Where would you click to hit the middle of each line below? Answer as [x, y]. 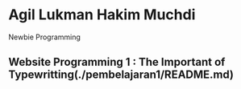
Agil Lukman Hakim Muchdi [102, 15]
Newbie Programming [44, 37]
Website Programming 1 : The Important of [117, 62]
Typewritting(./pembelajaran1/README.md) [121, 75]
